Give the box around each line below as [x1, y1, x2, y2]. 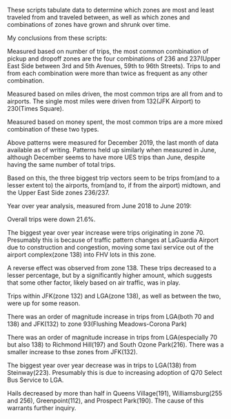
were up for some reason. [7, 299, 81, 307]
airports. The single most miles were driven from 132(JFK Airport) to [7, 97, 201, 105]
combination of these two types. [7, 125, 99, 133]
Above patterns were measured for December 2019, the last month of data [7, 139, 219, 147]
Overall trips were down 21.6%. [7, 215, 96, 223]
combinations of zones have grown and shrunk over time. [7, 21, 171, 28]
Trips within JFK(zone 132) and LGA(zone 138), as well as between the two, [7, 292, 221, 300]
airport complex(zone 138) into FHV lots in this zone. [7, 251, 157, 258]
